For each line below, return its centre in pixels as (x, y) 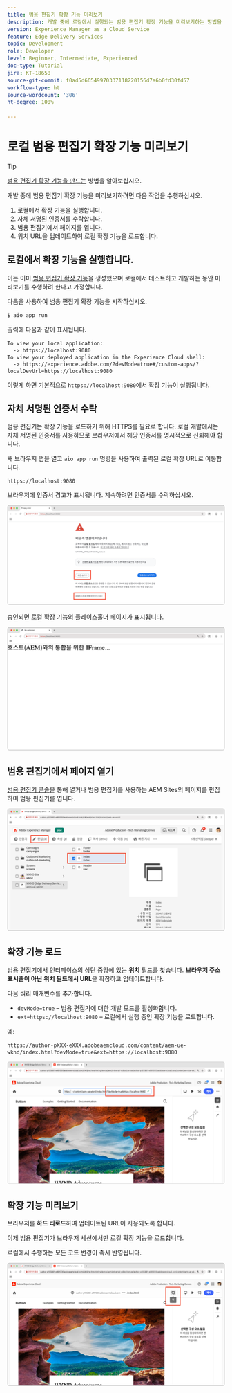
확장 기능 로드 (35, 952)
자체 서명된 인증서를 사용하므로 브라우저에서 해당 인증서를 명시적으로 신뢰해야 (112, 435)
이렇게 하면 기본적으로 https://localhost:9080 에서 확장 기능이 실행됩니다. (108, 385)
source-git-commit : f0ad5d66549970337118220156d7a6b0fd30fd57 (98, 80)
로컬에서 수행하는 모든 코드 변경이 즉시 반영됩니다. (75, 1252)
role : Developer (30, 51)
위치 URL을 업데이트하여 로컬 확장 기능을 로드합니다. (88, 236)
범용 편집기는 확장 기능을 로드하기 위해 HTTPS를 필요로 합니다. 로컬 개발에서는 (113, 426)
